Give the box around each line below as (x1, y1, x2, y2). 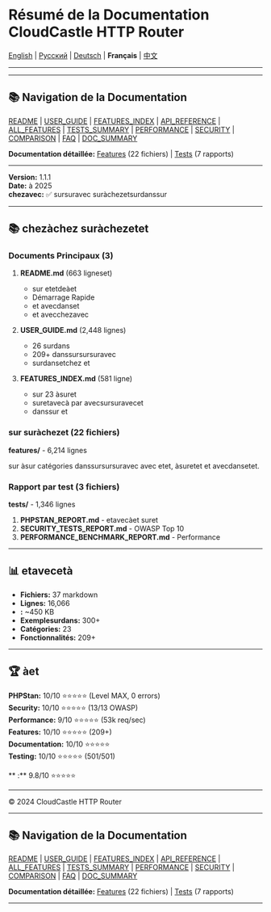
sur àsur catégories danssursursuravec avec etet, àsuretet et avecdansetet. (8, 460, 260, 470)
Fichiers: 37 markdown (19, 590, 98, 599)
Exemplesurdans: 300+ (19, 616, 101, 625)
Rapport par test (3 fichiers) (8, 481, 120, 492)
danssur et (31, 406, 69, 417)
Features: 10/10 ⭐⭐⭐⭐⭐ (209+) (8, 727, 113, 737)
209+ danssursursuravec (31, 350, 117, 359)
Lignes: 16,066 (19, 598, 70, 607)
